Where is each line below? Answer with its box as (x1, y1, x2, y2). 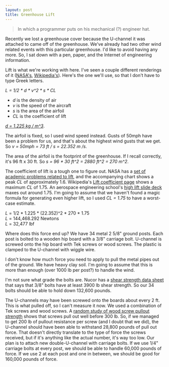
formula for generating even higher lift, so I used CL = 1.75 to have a (5, 195, 146, 201)
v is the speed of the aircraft (12, 102, 71, 108)
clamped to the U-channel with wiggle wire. (5, 246, 96, 252)
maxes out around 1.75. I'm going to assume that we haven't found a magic (5, 189, 160, 195)
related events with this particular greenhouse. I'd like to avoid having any (5, 46, 158, 52)
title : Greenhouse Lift (5, 12, 55, 17)
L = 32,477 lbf (5, 221, 35, 227)
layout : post (5, 7, 33, 13)
